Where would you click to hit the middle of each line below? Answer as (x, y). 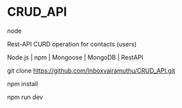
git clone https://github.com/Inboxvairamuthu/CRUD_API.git (91, 70)
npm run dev (25, 97)
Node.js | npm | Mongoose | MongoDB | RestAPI (75, 57)
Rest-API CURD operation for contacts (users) (72, 44)
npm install (23, 83)
